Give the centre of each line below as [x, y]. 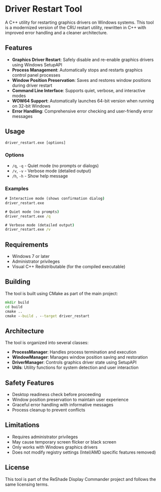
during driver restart [32, 85]
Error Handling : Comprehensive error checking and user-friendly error [82, 111]
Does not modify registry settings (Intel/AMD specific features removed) [84, 452]
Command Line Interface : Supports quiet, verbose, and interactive [79, 90]
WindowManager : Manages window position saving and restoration [80, 357]
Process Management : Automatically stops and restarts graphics [77, 70]
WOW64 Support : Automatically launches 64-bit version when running [83, 101]
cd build [14, 307]
